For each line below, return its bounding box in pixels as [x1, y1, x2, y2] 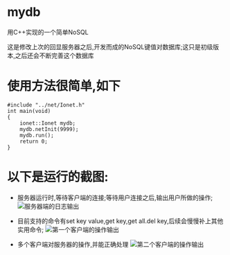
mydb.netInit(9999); [19, 125, 79, 132]
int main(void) [7, 107, 51, 114]
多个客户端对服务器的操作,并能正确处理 [17, 240, 129, 248]
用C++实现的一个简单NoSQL [7, 28, 89, 36]
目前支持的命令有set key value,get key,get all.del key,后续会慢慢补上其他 [17, 216, 224, 225]
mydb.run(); [19, 132, 54, 139]
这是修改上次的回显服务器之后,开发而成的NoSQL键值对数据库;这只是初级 [7, 42, 213, 51]
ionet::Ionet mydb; [19, 119, 76, 127]
